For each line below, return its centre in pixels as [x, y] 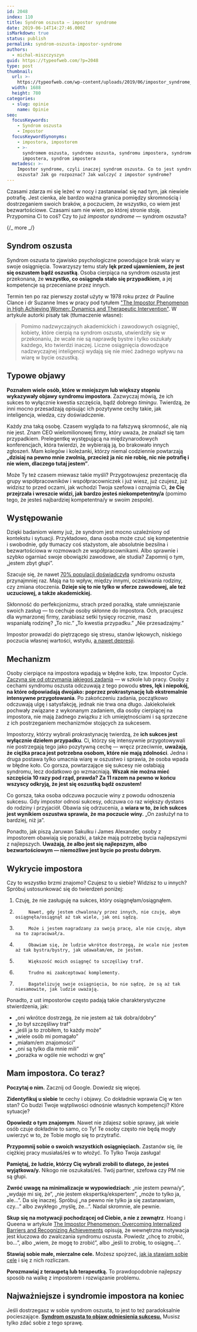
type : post [20, 66]
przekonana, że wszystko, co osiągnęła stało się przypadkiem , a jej [89, 279]
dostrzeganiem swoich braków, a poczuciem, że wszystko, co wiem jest [93, 204]
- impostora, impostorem [47, 142]
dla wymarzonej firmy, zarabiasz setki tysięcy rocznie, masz [79, 617]
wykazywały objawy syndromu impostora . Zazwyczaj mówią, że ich [90, 396]
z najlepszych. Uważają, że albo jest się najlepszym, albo [77, 844]
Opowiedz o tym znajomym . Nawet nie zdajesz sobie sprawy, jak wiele [93, 1122]
